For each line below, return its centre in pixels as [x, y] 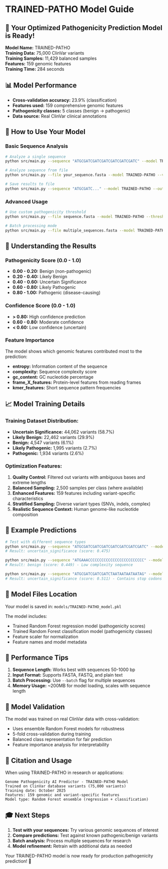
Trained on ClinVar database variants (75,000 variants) [66, 786]
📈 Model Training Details [45, 404]
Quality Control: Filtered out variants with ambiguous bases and [79, 477]
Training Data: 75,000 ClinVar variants [45, 53]
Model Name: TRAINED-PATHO [38, 48]
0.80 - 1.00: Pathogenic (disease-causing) [56, 293]
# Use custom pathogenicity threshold [45, 212]
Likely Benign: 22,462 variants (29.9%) [53, 437]
